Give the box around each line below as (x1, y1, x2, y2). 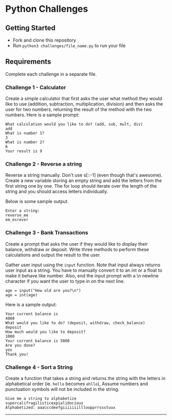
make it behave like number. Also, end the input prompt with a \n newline (5, 272, 159, 278)
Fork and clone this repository (12, 37, 76, 43)
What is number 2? (5, 139, 45, 145)
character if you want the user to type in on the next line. (5, 278, 125, 284)
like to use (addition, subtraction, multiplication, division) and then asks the (5, 101, 163, 107)
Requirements (5, 57, 51, 66)
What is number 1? (5, 131, 45, 136)
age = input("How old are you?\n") (5, 288, 81, 293)
